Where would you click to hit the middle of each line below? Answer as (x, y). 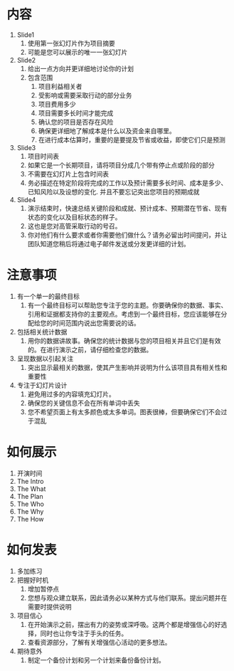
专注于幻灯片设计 (42, 385)
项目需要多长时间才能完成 (76, 113)
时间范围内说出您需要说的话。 (96, 323)
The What (31, 489)
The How (30, 519)
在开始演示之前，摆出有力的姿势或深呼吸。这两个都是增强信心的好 (124, 624)
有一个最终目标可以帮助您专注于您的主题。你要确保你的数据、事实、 (127, 305)
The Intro (30, 481)
